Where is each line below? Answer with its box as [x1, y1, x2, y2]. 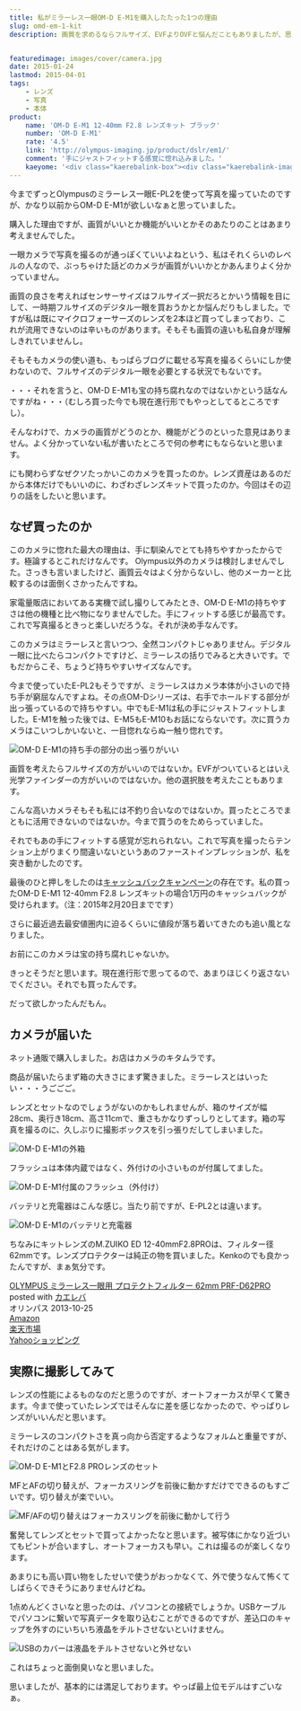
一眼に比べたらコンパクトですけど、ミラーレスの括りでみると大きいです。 [9, 650, 283, 661]
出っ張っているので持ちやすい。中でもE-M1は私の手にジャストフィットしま [9, 702, 287, 714]
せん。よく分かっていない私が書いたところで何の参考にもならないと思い [9, 437, 276, 448]
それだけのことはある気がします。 [9, 1442, 134, 1453]
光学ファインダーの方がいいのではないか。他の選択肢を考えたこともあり [9, 774, 276, 786]
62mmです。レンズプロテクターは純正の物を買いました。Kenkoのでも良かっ [9, 1250, 290, 1261]
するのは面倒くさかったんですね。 [16, 578, 143, 589]
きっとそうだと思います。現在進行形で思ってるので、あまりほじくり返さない [9, 967, 290, 979]
